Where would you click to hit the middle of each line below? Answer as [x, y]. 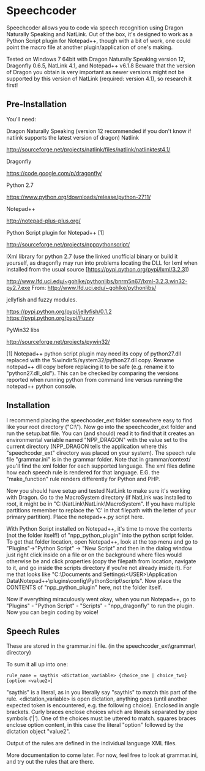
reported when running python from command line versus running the [94, 379]
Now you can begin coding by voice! [53, 612]
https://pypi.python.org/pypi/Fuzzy [50, 318]
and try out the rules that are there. [50, 762]
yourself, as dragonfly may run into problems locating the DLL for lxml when [102, 263]
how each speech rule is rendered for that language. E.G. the [83, 472]
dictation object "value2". [38, 731]
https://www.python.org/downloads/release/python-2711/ [79, 197]
